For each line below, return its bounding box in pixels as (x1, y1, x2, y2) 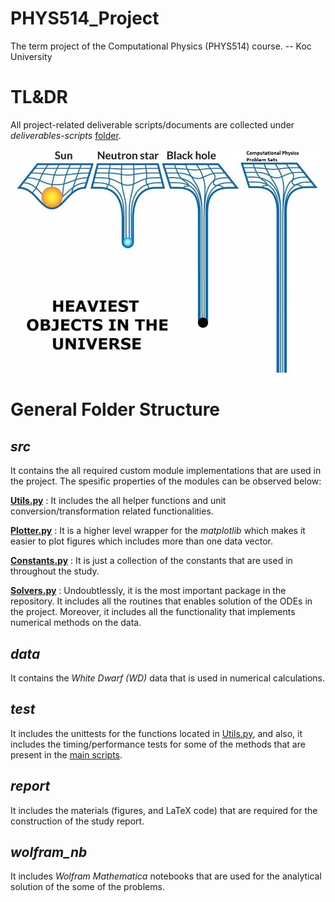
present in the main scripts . (10, 748, 123, 761)
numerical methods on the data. (10, 617, 142, 629)
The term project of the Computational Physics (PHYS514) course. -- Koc (10, 40, 312, 52)
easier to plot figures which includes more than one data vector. (10, 535, 274, 547)
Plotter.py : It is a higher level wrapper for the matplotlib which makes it (10, 525, 306, 537)
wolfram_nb (10, 843, 88, 861)
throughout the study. (10, 565, 100, 577)
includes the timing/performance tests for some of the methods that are (10, 738, 306, 750)
